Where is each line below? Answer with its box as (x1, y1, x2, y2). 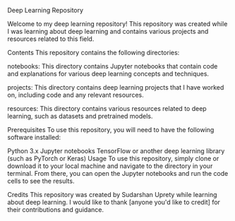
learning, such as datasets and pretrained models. (7, 112, 153, 120)
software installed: (7, 133, 61, 141)
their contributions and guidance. (7, 205, 104, 214)
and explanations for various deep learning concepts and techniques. (7, 70, 210, 78)
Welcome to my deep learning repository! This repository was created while (7, 20, 228, 28)
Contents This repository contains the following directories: (7, 49, 180, 56)
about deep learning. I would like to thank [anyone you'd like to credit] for (7, 198, 221, 206)
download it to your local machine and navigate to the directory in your (7, 162, 213, 170)
